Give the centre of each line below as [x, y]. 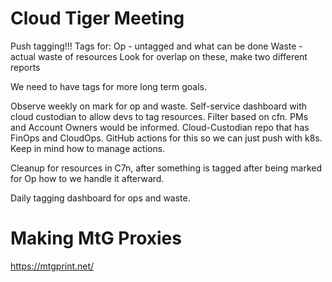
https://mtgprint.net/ [52, 266]
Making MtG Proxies [96, 238]
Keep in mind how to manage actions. [88, 148]
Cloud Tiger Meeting [97, 18]
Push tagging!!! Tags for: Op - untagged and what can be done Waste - [156, 46]
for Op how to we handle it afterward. [87, 178]
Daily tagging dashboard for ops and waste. [100, 198]
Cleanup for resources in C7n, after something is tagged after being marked [166, 168]
